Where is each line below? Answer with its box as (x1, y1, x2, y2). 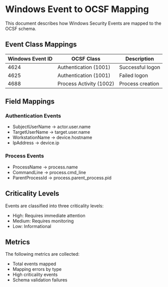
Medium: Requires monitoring (12, 218, 74, 224)
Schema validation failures (12, 277, 68, 283)
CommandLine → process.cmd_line (12, 169, 87, 175)
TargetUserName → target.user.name (12, 129, 91, 135)
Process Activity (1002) (57, 80, 115, 87)
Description (125, 55, 154, 62)
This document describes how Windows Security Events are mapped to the (5, 20, 162, 26)
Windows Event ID (8, 55, 53, 62)
